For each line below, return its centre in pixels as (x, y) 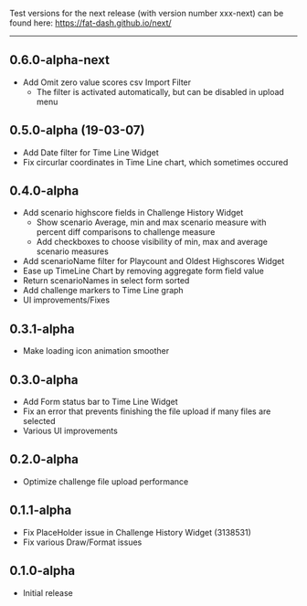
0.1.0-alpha (42, 571)
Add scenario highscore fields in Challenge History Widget (133, 213)
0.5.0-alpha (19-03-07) (77, 130)
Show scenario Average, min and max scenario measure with (151, 222)
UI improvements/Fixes (66, 300)
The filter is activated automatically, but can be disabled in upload (160, 91)
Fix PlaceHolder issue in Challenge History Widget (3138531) (137, 532)
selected (39, 421)
